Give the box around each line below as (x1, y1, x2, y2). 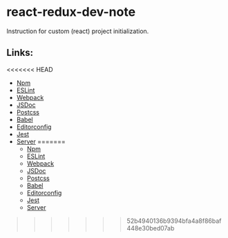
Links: (6, 47, 34, 59)
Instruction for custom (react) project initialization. (6, 27, 149, 35)
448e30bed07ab (126, 224, 175, 232)
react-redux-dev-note (6, 4, 136, 20)
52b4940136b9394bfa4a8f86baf (126, 217, 222, 225)
